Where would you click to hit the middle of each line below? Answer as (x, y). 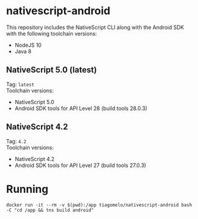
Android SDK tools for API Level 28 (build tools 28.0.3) (81, 108)
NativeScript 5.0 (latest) (52, 70)
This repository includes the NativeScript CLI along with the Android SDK (95, 27)
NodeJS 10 (28, 45)
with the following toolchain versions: (52, 33)
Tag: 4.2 (16, 141)
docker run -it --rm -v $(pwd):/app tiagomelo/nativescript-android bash (99, 205)
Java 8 (23, 51)
